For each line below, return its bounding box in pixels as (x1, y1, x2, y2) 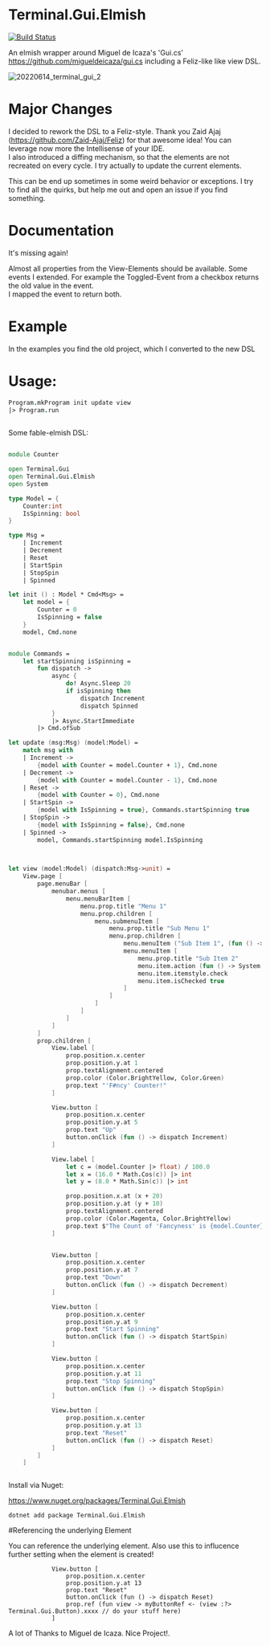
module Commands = (8, 649, 70, 658)
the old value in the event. (8, 280, 94, 290)
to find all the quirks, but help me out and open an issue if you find (8, 185, 228, 194)
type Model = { (8, 494, 59, 503)
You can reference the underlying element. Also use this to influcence (8, 1541, 239, 1551)
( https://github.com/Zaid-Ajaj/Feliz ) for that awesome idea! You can (8, 135, 231, 145)
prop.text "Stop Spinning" (65, 1377, 157, 1385)
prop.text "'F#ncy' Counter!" (65, 1081, 167, 1089)
